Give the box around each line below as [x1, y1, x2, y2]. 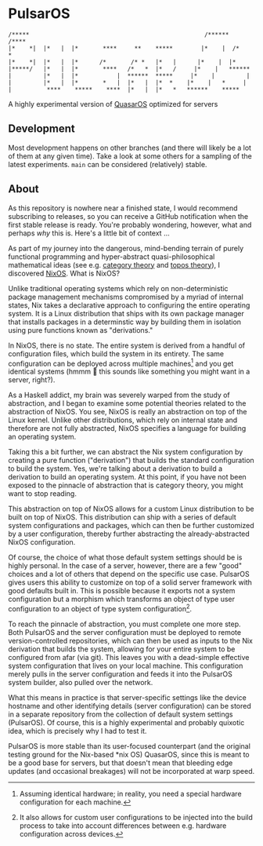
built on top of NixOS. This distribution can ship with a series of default [8, 512, 236, 522]
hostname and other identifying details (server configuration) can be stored [8, 701, 252, 710]
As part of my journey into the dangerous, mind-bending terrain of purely [8, 243, 244, 253]
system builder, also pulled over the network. [8, 677, 153, 687]
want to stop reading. [8, 489, 77, 498]
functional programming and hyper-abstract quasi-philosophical [8, 252, 215, 261]
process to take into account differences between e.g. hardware [19, 821, 227, 830]
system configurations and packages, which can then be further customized [8, 521, 254, 531]
